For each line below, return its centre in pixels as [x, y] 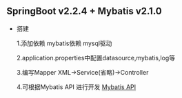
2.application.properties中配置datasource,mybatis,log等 [96, 58]
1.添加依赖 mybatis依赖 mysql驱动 [64, 43]
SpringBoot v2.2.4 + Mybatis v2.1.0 [84, 11]
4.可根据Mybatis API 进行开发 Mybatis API [76, 87]
